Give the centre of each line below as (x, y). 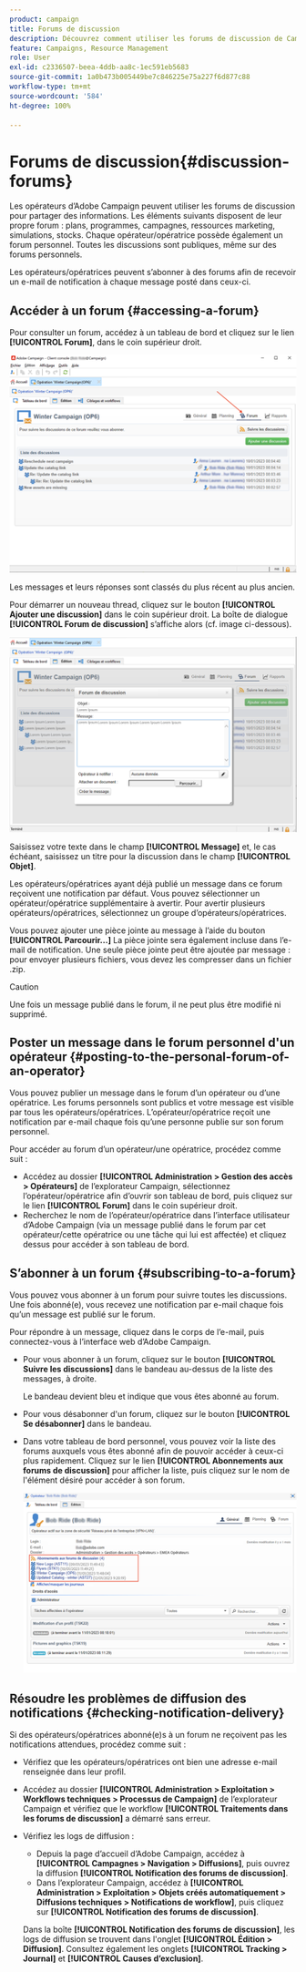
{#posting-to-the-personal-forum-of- (179, 1057)
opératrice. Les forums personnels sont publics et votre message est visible (152, 1103)
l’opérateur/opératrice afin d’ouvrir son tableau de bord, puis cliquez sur (158, 1196)
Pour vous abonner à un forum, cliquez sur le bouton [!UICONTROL (149, 1360)
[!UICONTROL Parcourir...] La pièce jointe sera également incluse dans (143, 940)
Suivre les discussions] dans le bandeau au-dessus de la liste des (148, 1369)
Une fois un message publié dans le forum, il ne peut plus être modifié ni (145, 1004)
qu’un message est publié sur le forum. (83, 1315)
